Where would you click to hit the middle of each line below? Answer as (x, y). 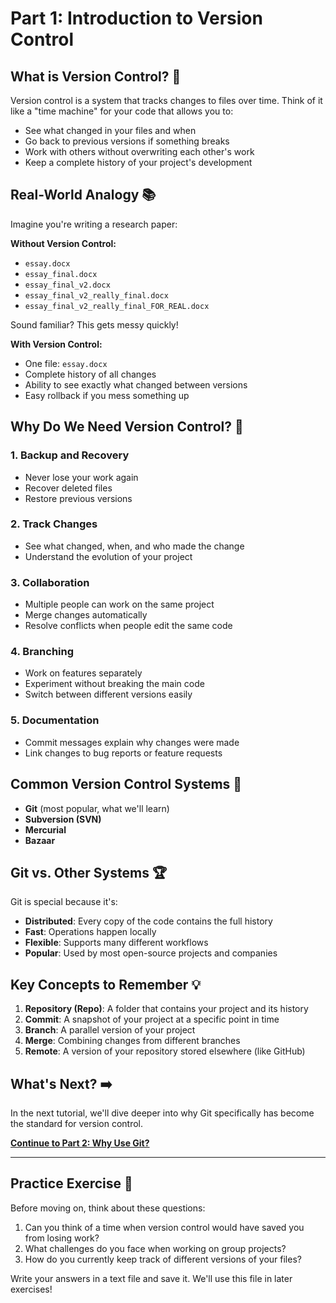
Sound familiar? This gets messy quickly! (94, 324)
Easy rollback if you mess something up (107, 395)
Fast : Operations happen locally (90, 932)
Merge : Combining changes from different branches (132, 1041)
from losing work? (62, 1238)
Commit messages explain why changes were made (132, 742)
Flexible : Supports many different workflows (116, 943)
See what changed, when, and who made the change (134, 546)
